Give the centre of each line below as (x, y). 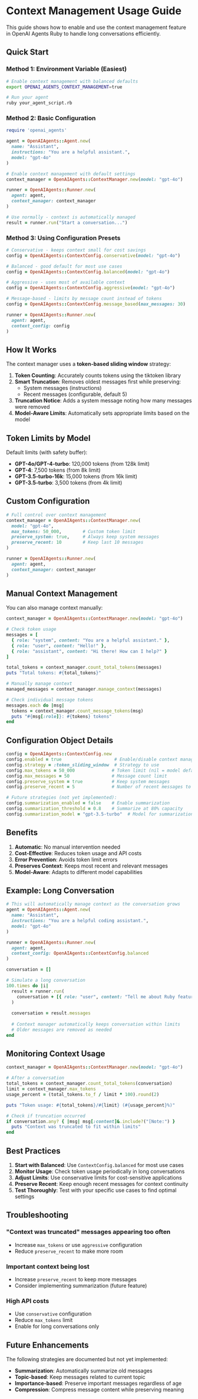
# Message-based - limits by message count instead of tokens (84, 299)
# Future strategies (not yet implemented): (62, 798)
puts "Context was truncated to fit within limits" (76, 1127)
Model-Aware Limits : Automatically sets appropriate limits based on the (102, 413)
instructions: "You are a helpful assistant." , (71, 152)
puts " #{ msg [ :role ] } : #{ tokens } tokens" (62, 716)
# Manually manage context (39, 684)
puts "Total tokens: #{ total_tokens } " (54, 673)
